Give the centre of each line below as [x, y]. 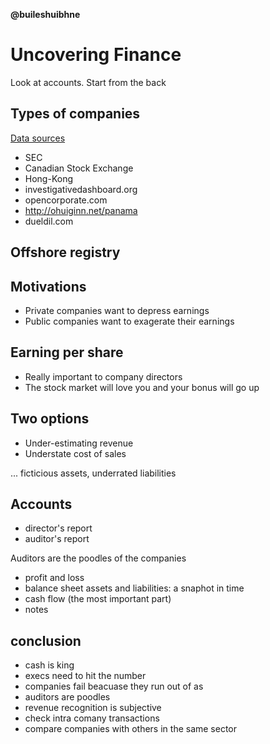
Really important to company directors [103, 376]
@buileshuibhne [45, 14]
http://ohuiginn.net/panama [81, 210]
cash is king [49, 665]
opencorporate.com [66, 200]
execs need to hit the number [85, 676]
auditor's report [57, 539]
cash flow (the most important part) [98, 599]
